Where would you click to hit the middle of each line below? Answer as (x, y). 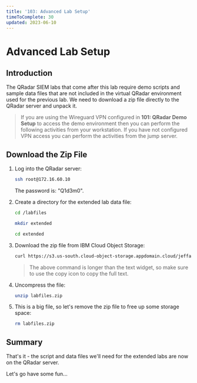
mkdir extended (33, 223)
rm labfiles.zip (34, 324)
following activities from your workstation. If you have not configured (104, 130)
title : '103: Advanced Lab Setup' (49, 11)
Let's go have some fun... (37, 374)
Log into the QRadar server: (48, 169)
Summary (24, 342)
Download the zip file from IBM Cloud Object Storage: (80, 245)
